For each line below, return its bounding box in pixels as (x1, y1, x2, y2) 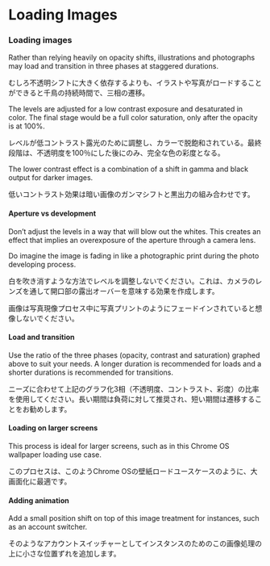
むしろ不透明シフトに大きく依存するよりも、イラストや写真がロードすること (8, 78, 263, 88)
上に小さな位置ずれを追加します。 (8, 549, 121, 559)
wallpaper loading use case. (8, 450, 102, 459)
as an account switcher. (8, 522, 88, 532)
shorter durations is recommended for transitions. (8, 367, 174, 377)
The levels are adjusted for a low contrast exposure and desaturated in (8, 104, 243, 114)
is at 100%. (8, 121, 46, 131)
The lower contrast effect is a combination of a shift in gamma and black (8, 164, 249, 174)
